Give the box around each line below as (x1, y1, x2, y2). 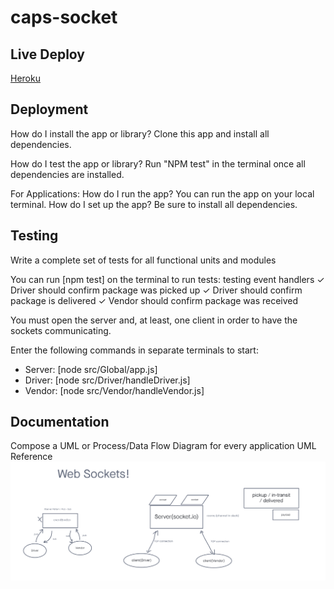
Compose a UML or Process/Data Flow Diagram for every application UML (10, 440, 317, 452)
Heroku (10, 72, 41, 84)
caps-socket (10, 6, 118, 29)
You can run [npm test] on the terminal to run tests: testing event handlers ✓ (10, 273, 325, 285)
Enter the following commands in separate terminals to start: (10, 344, 259, 356)
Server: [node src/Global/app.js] (24, 363, 158, 375)
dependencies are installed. (10, 168, 125, 180)
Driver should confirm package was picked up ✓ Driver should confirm (10, 284, 303, 296)
